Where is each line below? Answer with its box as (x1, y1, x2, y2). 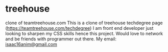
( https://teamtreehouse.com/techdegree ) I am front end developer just (5, 25, 154, 31)
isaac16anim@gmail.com (5, 41, 57, 47)
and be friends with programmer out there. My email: (5, 36, 116, 42)
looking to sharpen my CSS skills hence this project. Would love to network (5, 30, 163, 36)
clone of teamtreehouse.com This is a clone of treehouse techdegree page (5, 20, 163, 26)
